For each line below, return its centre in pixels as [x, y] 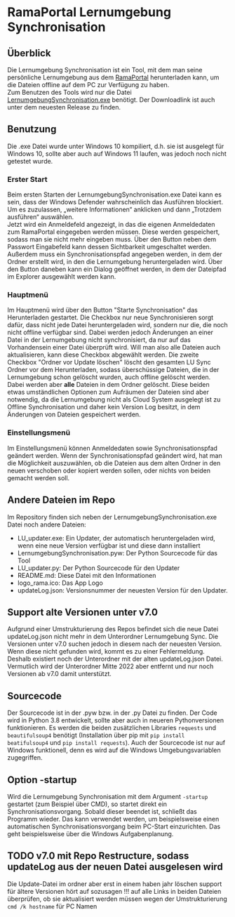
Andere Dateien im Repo [61, 500]
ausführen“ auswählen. [41, 217]
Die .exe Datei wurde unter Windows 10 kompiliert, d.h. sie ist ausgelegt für [116, 146]
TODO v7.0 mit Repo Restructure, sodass [98, 856]
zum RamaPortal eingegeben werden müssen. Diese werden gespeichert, [114, 232]
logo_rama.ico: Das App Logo [60, 583]
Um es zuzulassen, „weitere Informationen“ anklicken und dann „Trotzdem [114, 210]
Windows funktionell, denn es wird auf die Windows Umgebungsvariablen [114, 750]
